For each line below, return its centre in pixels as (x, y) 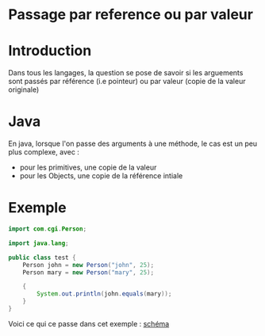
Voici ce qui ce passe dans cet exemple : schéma (89, 323)
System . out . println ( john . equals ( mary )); (104, 294)
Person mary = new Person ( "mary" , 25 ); (88, 272)
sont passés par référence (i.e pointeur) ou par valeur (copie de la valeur (127, 82)
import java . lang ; (38, 243)
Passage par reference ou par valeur (131, 15)
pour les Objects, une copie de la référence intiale (101, 176)
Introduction (50, 51)
